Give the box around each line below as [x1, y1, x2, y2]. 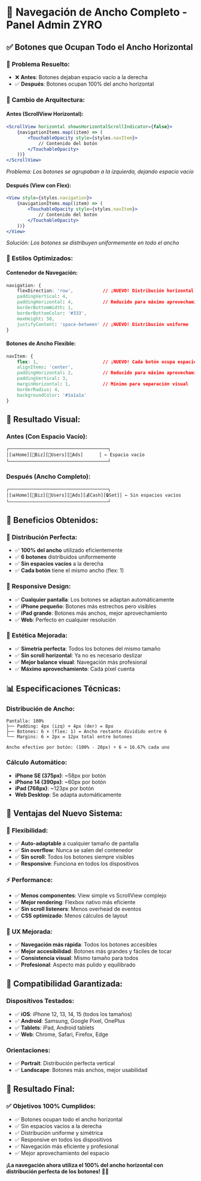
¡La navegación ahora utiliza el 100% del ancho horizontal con [6, 1161, 163, 1168]
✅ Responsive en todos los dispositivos [14, 1135, 112, 1143]
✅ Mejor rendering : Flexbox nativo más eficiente [14, 898, 136, 905]
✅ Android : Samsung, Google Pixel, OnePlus [14, 1017, 126, 1024]
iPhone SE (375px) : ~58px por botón [14, 772, 106, 779]
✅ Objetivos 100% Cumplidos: [6, 1102, 96, 1110]
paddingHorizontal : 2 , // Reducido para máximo [17, 370, 165, 376]
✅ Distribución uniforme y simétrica [14, 1129, 103, 1136]
